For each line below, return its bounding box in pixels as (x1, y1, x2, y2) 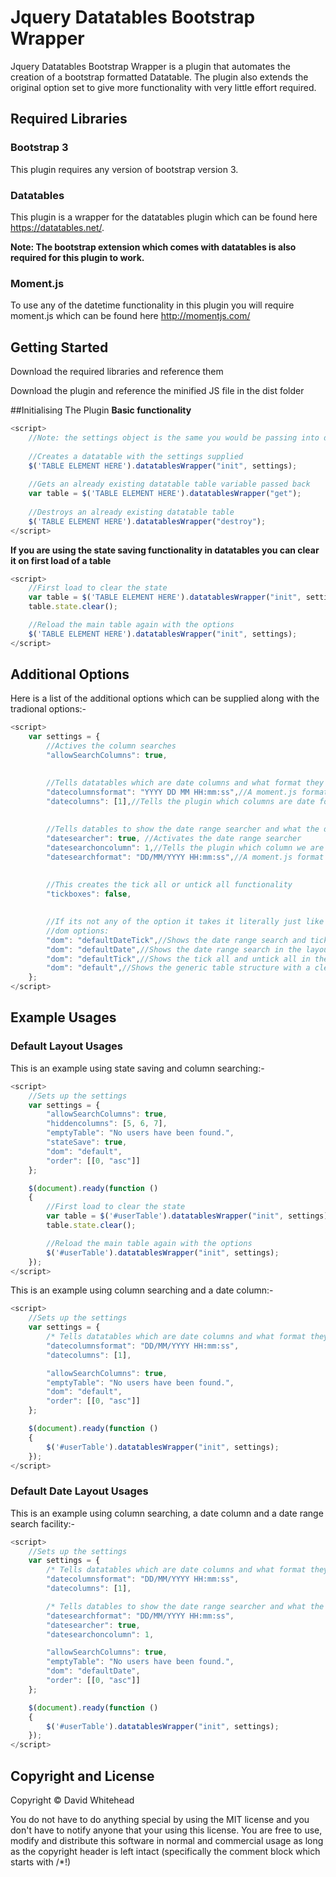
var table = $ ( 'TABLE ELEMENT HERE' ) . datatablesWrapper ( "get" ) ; (28, 489, 302, 499)
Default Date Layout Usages (10, 1484, 149, 1498)
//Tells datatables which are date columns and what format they (46, 777, 325, 788)
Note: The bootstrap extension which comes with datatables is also (10, 241, 297, 253)
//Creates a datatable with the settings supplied (28, 451, 244, 461)
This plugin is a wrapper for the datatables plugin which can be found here (10, 211, 318, 223)
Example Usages (10, 1009, 117, 1026)
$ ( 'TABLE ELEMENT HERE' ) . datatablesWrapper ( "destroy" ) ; (28, 516, 267, 526)
